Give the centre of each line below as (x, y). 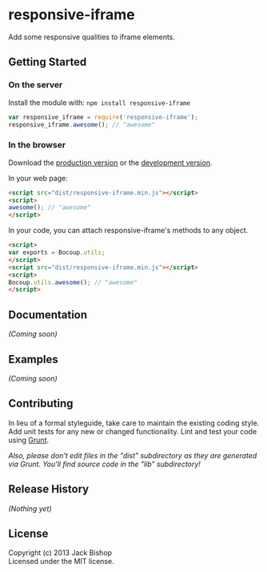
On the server (36, 85)
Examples (33, 359)
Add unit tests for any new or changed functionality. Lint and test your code (133, 431)
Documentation (48, 314)
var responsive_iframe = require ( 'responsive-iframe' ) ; (103, 117)
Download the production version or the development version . (110, 163)
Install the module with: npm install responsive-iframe (99, 103)
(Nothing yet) (30, 508)
